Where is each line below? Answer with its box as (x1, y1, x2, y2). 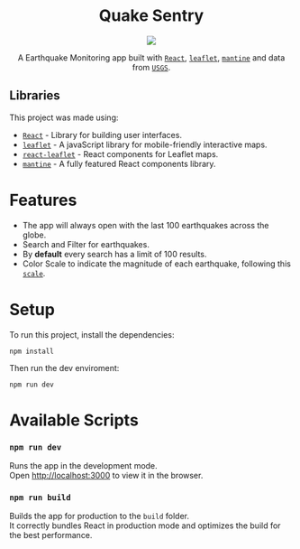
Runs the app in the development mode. (9, 461, 158, 471)
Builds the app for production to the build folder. (9, 511, 190, 522)
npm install (9, 347, 54, 356)
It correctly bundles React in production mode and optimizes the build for (9, 520, 281, 531)
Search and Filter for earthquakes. (22, 238, 150, 249)
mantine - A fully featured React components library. (22, 158, 216, 169)
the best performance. (9, 530, 93, 541)
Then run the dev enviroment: (9, 362, 120, 373)
